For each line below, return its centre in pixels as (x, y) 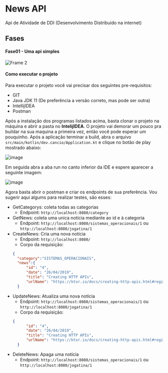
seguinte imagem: (24, 172)
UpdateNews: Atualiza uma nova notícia (54, 296)
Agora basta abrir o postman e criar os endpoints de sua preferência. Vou (81, 192)
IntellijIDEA (24, 106)
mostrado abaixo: (23, 147)
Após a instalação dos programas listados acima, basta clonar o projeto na (82, 121)
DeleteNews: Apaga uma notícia (46, 354)
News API (26, 9)
